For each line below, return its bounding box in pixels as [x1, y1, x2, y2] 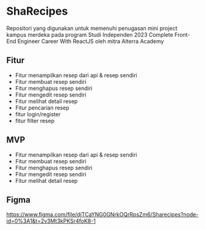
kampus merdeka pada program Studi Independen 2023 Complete [6, 31, 174, 38]
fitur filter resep [15, 117, 55, 124]
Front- [174, 31, 190, 38]
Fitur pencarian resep [15, 104, 70, 111]
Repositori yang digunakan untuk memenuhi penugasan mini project [6, 24, 178, 32]
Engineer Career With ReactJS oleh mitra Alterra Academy [17, 37, 164, 45]
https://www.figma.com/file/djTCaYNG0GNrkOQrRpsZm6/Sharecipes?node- [6, 211, 199, 218]
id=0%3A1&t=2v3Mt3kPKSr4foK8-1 [6, 217, 96, 224]
